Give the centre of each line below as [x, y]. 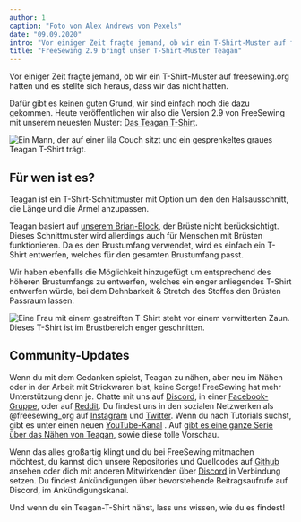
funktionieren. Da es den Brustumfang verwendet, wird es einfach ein [138, 245]
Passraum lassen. [42, 300]
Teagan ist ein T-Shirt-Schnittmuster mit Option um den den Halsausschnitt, [149, 199]
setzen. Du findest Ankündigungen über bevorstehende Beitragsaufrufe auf [149, 480]
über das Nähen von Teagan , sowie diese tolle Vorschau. [114, 434]
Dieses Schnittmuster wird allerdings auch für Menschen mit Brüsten [136, 235]
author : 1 [28, 17]
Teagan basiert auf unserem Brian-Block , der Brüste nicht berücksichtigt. [144, 226]
